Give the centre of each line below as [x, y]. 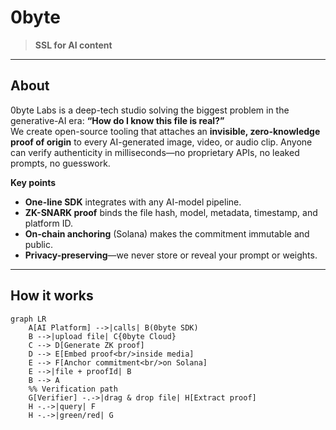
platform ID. [48, 223]
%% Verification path [73, 389]
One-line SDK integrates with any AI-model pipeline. [133, 202]
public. [39, 244]
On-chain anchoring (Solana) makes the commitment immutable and [167, 233]
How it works [52, 296]
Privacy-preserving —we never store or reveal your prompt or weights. [171, 255]
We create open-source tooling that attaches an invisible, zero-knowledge [165, 131]
